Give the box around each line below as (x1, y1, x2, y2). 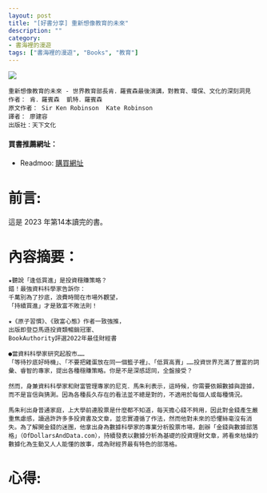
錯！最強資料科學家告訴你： (8, 285, 86, 293)
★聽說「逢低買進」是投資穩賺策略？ (8, 276, 108, 284)
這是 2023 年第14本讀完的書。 (8, 217, 108, 227)
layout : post (8, 11, 52, 20)
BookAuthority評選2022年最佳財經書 (8, 335, 118, 343)
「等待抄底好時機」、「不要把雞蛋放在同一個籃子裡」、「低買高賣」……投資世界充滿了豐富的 (8, 359, 253, 367)
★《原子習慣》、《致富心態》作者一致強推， (8, 317, 126, 326)
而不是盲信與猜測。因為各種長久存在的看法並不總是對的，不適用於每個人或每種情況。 (8, 391, 246, 400)
